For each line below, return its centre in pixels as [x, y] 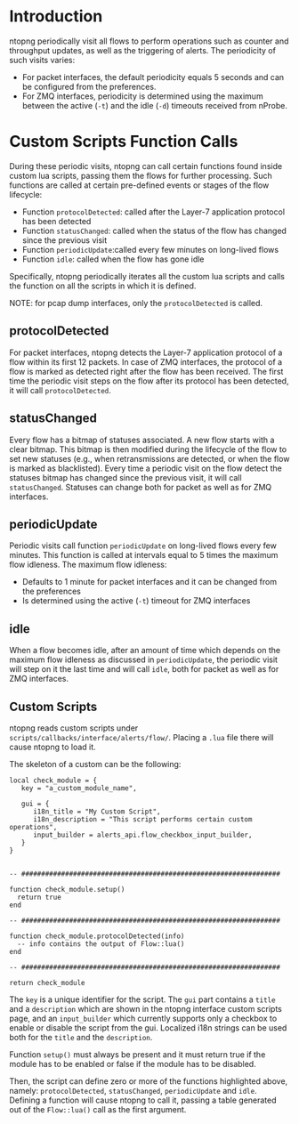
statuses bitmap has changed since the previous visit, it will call [125, 477]
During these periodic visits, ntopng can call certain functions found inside [146, 166]
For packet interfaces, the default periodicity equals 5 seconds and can [153, 77]
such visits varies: [42, 60]
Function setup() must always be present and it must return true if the [137, 1054]
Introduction [56, 16]
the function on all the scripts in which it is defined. [103, 286]
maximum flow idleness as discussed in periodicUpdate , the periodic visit [144, 659]
